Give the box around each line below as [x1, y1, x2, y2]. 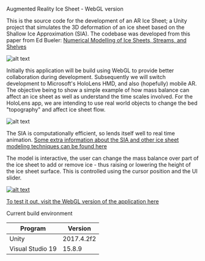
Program [20, 224, 46, 232]
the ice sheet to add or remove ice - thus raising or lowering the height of [6, 161, 191, 168]
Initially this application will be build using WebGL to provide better [6, 67, 174, 74]
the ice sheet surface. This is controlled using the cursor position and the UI [6, 168, 198, 175]
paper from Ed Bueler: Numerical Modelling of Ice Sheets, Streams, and [6, 37, 187, 43]
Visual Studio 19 [9, 244, 57, 253]
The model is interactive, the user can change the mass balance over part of [6, 154, 199, 162]
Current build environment [6, 210, 73, 217]
